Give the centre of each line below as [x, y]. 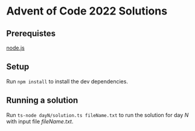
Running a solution [42, 101]
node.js [16, 48]
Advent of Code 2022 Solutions [87, 11]
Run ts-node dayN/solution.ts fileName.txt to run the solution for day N [97, 115]
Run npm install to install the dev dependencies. [67, 81]
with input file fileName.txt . [40, 121]
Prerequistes [31, 34]
